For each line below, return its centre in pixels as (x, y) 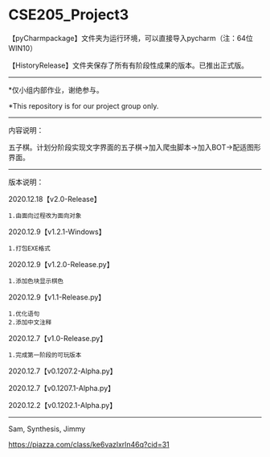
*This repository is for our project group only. (84, 105)
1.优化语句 (24, 314)
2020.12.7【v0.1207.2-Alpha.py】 (63, 371)
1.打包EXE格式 (29, 248)
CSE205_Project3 (69, 15)
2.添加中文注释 (30, 322)
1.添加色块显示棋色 (36, 281)
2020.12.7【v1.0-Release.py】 (57, 338)
